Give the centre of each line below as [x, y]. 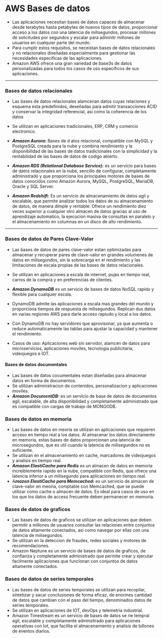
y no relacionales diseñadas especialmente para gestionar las [74, 53]
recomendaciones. [31, 546]
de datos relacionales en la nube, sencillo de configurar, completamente [84, 171]
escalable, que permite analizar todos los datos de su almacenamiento [82, 201]
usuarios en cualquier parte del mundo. [51, 42]
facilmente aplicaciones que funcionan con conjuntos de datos [75, 561]
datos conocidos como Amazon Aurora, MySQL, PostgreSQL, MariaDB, [83, 181]
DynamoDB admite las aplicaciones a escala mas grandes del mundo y [83, 303]
